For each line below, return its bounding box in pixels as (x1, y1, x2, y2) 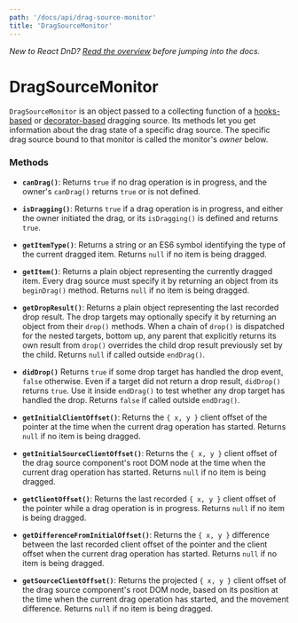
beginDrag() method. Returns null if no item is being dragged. (21, 285, 250, 296)
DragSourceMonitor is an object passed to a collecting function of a (9, 106, 253, 116)
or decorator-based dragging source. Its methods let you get (34, 115, 256, 126)
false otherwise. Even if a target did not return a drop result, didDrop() (21, 375, 281, 386)
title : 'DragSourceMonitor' (9, 21, 114, 30)
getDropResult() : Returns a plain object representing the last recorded (21, 302, 279, 312)
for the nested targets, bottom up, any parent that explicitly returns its (21, 330, 277, 341)
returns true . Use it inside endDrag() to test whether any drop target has (21, 385, 286, 396)
